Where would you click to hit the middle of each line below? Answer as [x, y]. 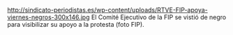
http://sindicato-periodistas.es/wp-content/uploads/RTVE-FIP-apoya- [107, 10]
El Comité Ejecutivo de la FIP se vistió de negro [159, 17]
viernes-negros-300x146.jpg [48, 17]
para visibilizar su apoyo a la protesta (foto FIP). [76, 24]
